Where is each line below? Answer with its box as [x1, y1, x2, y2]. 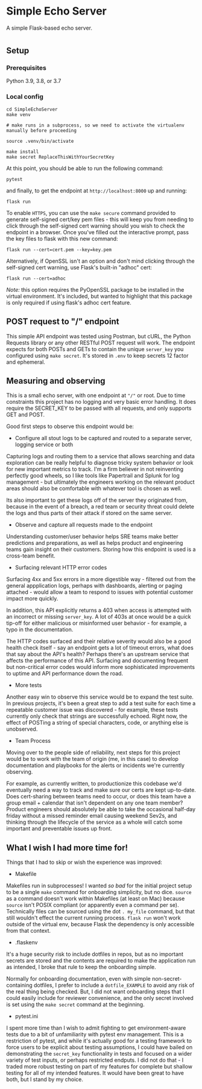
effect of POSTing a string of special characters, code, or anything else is [6, 719, 189, 726]
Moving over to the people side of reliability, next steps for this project [6, 749, 180, 756]
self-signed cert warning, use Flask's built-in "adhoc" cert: [6, 263, 153, 271]
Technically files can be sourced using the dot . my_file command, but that [6, 908, 195, 915]
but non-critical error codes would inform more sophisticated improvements [6, 663, 195, 671]
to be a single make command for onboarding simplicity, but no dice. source [6, 889, 192, 896]
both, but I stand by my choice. [6, 1076, 83, 1083]
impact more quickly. [6, 595, 58, 602]
